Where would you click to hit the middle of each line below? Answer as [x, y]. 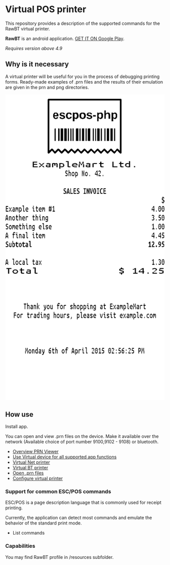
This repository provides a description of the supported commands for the [83, 23]
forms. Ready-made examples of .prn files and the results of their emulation [84, 82]
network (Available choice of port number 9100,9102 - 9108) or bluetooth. [82, 442]
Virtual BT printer [30, 468]
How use [19, 414]
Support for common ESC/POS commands [58, 491]
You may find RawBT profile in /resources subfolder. [59, 557]
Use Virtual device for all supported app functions [65, 457]
